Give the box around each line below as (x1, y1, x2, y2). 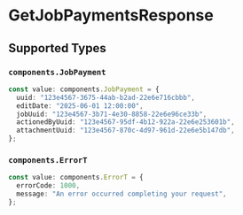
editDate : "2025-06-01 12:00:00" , (16, 101, 144, 111)
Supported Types (8, 41, 107, 56)
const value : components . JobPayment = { (8, 85, 161, 94)
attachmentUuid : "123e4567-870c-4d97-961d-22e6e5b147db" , (16, 126, 236, 135)
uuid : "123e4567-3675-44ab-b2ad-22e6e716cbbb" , (16, 93, 196, 102)
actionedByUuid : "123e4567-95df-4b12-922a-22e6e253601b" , (16, 118, 236, 127)
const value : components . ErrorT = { (8, 173, 144, 182)
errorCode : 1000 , (16, 181, 81, 190)
